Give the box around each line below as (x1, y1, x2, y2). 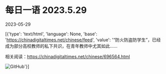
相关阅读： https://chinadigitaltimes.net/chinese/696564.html (5, 53, 131, 60)
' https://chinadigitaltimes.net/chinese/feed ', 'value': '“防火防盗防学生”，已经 (5, 37, 161, 43)
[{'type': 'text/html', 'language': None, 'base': (5, 31, 98, 37)
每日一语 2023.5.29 (5, 4, 87, 16)
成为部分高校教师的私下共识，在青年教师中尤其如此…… (5, 43, 118, 49)
